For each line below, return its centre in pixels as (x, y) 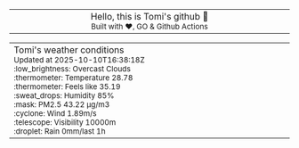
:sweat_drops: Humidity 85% (64, 96)
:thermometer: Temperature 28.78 (73, 78)
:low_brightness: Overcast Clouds (73, 69)
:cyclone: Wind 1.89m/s (55, 114)
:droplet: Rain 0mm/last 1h (60, 132)
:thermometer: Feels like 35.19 (67, 87)
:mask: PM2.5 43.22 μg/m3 (62, 105)
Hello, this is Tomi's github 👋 (149, 16)
